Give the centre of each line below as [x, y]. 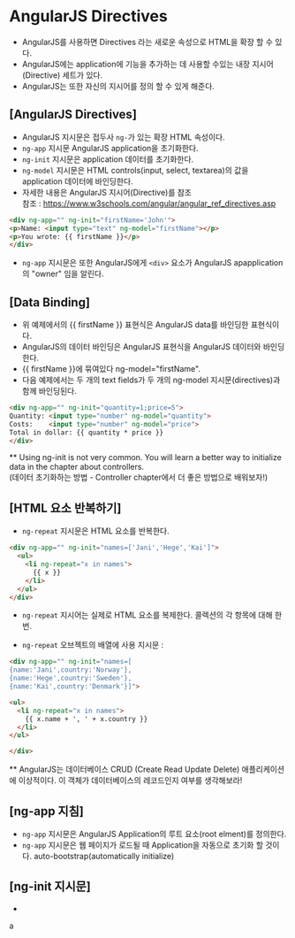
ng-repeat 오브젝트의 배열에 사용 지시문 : [93, 645]
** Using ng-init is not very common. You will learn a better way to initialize [146, 457]
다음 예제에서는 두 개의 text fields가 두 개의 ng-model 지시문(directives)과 [151, 380]
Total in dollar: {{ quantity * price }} [87, 432]
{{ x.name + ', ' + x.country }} [87, 719]
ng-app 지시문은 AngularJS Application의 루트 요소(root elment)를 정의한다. [154, 834]
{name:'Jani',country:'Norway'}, [71, 670]
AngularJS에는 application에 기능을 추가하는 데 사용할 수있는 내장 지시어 [147, 64]
